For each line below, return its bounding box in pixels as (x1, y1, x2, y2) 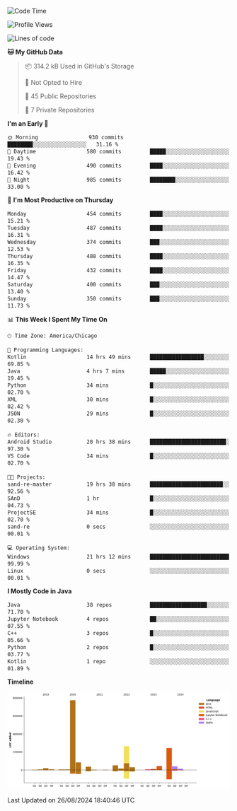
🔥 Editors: (7, 431, 40, 438)
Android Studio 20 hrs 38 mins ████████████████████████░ (7, 438, 230, 445)
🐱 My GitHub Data (7, 48, 64, 56)
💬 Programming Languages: (7, 346, 83, 354)
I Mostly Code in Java (7, 587, 72, 595)
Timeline (7, 677, 34, 686)
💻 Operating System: (7, 544, 71, 552)
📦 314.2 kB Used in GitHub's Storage (24, 62, 134, 70)
